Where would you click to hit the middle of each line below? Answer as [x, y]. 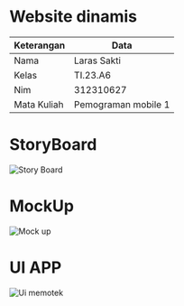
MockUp [42, 206]
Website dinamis [74, 17]
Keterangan [40, 45]
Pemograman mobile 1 [122, 104]
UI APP [36, 267]
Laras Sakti [97, 60]
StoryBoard [53, 145]
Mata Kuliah [39, 104]
